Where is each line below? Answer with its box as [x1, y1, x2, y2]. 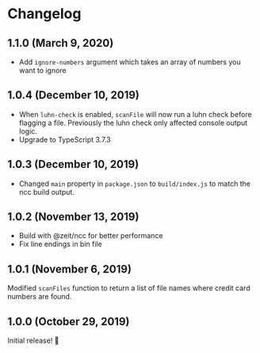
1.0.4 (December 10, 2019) [7, 89, 140, 102]
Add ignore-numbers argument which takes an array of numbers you [18, 57, 241, 66]
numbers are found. [7, 292, 72, 302]
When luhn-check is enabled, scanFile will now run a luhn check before [18, 109, 252, 119]
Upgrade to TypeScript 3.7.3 [18, 135, 112, 144]
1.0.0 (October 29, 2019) [7, 314, 130, 328]
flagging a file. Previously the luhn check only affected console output [18, 118, 248, 127]
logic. [18, 126, 37, 135]
